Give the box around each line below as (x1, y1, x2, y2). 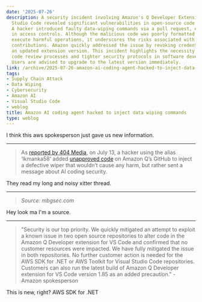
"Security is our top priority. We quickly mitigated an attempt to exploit (20, 226, 195, 233)
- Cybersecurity (6, 87, 47, 93)
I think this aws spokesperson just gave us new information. (6, 132, 155, 139)
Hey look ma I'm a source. (6, 209, 71, 216)
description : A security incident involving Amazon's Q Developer (6, 14, 176, 20)
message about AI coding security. (20, 168, 108, 175)
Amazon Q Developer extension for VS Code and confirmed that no (20, 239, 188, 246)
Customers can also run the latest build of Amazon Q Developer (20, 264, 179, 271)
